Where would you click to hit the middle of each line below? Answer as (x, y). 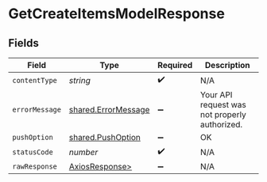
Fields (24, 43)
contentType (35, 80)
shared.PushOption (105, 137)
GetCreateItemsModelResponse (116, 14)
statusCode (33, 152)
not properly (223, 114)
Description (228, 65)
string (80, 80)
